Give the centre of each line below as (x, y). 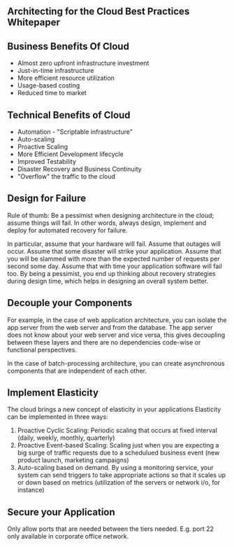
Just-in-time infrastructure (56, 71)
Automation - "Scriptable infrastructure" (75, 132)
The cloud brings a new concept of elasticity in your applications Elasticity (114, 410)
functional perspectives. (42, 349)
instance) (31, 490)
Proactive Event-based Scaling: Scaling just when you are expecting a (118, 445)
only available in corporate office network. (68, 536)
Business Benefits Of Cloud (68, 46)
